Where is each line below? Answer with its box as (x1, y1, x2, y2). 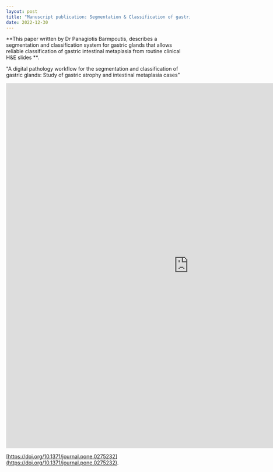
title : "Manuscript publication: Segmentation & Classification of (6, 14, 174, 20)
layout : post (6, 8, 38, 15)
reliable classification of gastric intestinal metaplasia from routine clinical (6, 48, 181, 55)
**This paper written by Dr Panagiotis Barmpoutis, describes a (6, 36, 157, 43)
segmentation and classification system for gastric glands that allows (6, 41, 172, 48)
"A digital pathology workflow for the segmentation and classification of (6, 65, 178, 72)
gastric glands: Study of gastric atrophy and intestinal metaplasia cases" (6, 71, 180, 79)
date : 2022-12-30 (6, 19, 48, 25)
